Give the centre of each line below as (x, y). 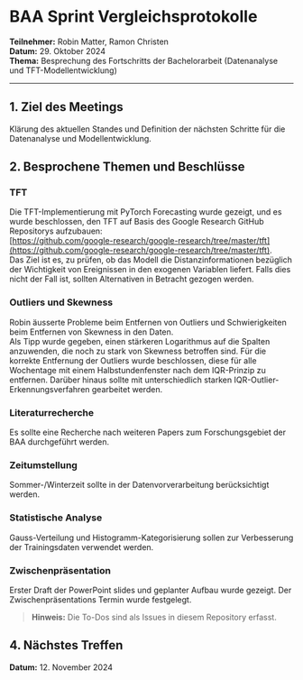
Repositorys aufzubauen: (56, 231)
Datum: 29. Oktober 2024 (58, 51)
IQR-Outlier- (257, 380)
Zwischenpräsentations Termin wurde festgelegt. (101, 599)
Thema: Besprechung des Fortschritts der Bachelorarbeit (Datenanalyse (143, 60)
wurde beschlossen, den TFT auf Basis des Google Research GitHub (137, 222)
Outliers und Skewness (61, 302)
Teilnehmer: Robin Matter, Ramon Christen (89, 41)
